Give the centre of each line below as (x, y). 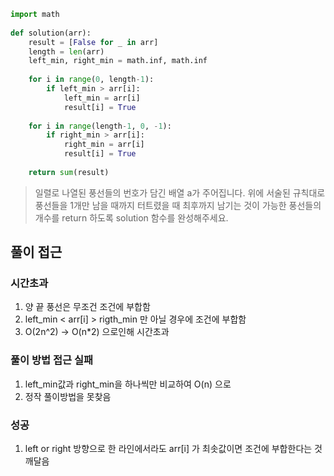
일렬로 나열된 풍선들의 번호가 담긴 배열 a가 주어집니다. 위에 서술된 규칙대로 (180, 192)
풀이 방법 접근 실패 (52, 360)
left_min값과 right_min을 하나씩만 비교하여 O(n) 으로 (128, 384)
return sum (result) (69, 172)
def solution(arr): (51, 33)
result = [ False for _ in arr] (93, 42)
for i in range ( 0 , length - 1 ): (91, 80)
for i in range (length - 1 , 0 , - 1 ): (100, 126)
